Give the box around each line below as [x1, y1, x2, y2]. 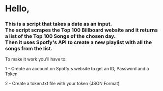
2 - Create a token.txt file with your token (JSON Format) [5, 81, 120, 87]
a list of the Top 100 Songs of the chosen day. [5, 33, 116, 40]
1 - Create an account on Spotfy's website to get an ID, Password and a [5, 66, 149, 72]
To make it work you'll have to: [5, 56, 67, 62]
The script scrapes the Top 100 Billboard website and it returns [5, 27, 158, 33]
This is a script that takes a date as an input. [5, 21, 112, 28]
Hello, [5, 3, 30, 14]
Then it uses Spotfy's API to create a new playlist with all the [5, 39, 152, 46]
